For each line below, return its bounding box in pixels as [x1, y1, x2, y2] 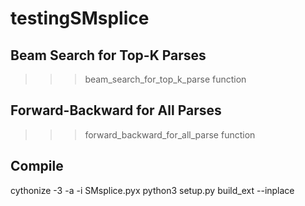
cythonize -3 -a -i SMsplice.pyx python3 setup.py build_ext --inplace [10, 184, 295, 196]
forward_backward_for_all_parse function [84, 128, 256, 141]
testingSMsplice [10, 7, 150, 30]
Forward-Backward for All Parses [10, 102, 222, 119]
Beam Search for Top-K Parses [10, 47, 207, 64]
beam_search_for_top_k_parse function [84, 73, 247, 85]
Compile [10, 158, 64, 175]
